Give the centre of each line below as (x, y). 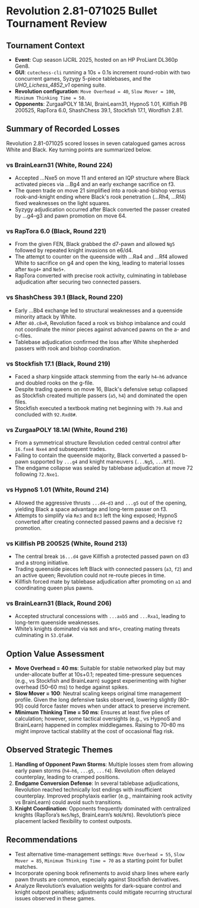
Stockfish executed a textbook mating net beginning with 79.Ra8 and (99, 408)
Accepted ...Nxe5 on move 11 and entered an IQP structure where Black (102, 178)
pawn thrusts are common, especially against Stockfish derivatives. (97, 879)
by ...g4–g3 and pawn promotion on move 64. (70, 216)
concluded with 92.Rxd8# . (46, 414)
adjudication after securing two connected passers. (78, 282)
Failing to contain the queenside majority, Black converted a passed (98, 455)
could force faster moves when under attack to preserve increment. (108, 706)
